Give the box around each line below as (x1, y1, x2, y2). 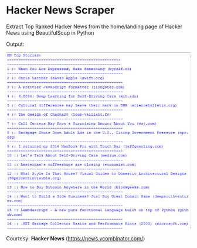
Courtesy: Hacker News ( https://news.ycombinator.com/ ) (6, 234, 145, 242)
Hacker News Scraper (6, 4, 115, 17)
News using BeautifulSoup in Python (6, 29, 94, 36)
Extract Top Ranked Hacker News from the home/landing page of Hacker (6, 23, 183, 30)
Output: (6, 41, 25, 48)
